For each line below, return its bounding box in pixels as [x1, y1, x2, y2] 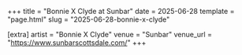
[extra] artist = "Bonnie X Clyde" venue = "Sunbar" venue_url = [7, 30, 212, 39]
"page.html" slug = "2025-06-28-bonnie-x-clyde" [7, 15, 170, 24]
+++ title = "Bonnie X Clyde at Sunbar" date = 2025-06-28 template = [7, 7, 235, 15]
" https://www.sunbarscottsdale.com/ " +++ [7, 38, 147, 47]
